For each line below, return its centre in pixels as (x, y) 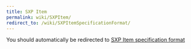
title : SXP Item (27, 12)
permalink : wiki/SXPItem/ (39, 17)
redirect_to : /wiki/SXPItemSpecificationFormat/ (68, 23)
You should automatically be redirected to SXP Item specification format (95, 40)
